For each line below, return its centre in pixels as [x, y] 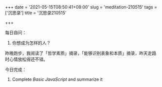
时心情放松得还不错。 [26, 59]
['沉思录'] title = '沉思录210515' [36, 13]
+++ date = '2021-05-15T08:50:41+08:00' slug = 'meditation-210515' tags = [81, 7]
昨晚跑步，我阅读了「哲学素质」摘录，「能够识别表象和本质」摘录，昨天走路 [81, 53]
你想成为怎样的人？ [31, 43]
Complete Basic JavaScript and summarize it [57, 79]
